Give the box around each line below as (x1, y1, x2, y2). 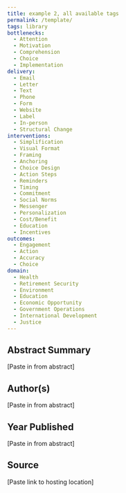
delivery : (7, 68, 36, 75)
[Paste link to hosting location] (7, 478, 94, 486)
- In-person (13, 119, 48, 127)
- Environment (13, 286, 54, 294)
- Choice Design (13, 164, 60, 171)
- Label (13, 113, 36, 120)
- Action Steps (13, 171, 57, 178)
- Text (13, 87, 33, 94)
